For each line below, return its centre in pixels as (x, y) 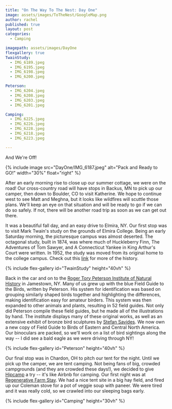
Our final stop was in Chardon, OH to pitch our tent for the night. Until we (82, 358)
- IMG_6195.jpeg (27, 67)
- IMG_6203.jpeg (27, 100)
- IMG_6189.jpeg (27, 62)
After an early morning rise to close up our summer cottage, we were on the (85, 182)
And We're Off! (21, 157)
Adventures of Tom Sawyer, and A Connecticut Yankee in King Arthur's (80, 247)
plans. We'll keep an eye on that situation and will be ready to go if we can (84, 204)
